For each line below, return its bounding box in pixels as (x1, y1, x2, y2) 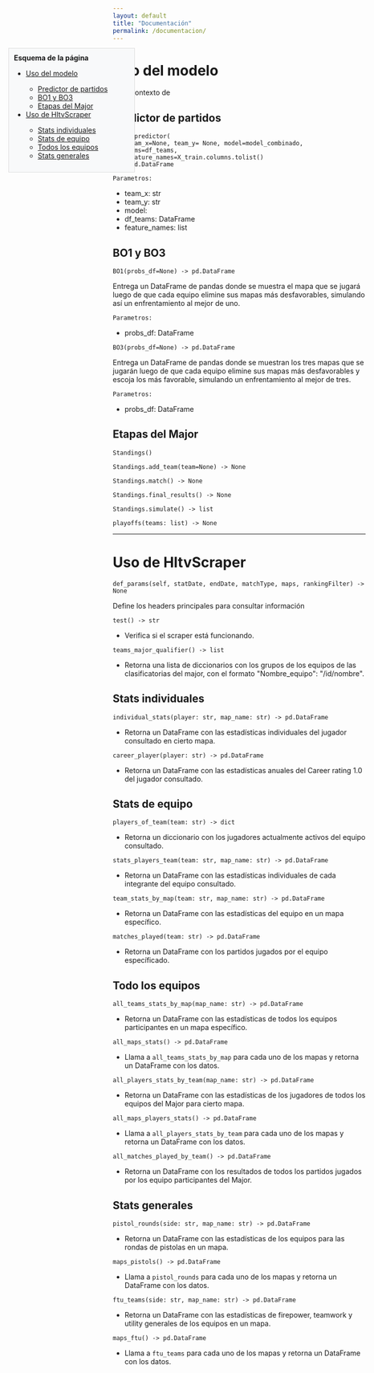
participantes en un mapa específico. (124, 1023, 248, 1033)
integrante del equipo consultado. (124, 879, 237, 889)
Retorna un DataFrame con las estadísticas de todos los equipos (124, 1014, 338, 1024)
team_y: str (124, 198, 161, 207)
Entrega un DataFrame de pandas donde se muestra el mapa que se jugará (112, 281, 361, 291)
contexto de (131, 88, 171, 97)
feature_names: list (124, 222, 188, 233)
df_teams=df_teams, (112, 146, 178, 155)
